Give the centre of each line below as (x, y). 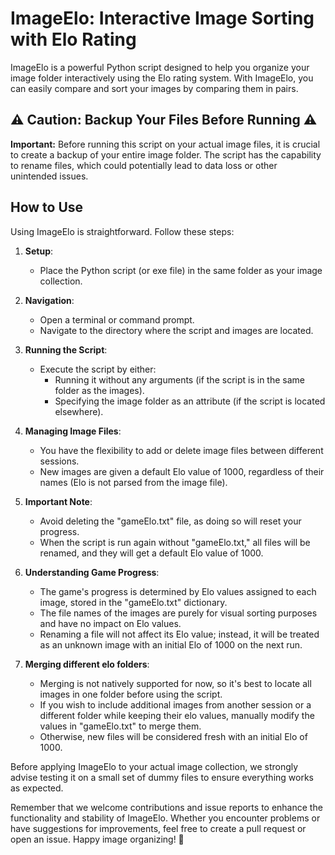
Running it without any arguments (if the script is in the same (179, 379)
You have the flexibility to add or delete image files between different (181, 450)
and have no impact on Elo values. (110, 623)
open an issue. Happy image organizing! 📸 (97, 839)
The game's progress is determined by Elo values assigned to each (178, 591)
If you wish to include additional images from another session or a (175, 704)
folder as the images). (99, 390)
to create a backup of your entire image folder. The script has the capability (166, 154)
